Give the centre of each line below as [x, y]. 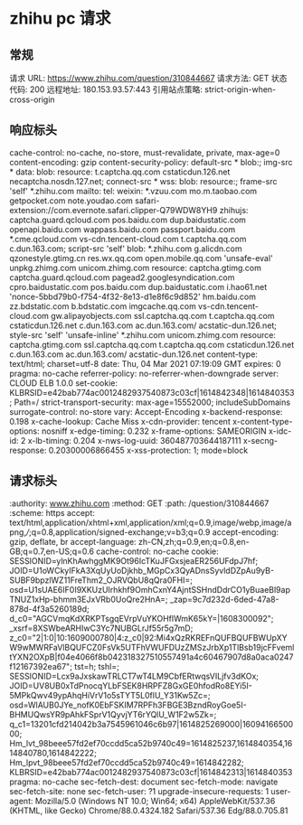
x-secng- [260, 440]
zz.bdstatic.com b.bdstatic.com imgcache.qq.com [103, 306]
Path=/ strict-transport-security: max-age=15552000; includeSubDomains [152, 402]
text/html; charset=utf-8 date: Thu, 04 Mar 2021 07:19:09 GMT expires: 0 [146, 363]
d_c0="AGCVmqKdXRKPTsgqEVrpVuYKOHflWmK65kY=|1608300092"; [142, 618]
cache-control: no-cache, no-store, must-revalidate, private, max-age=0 [145, 152]
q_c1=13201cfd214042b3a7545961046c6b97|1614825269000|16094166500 [151, 724]
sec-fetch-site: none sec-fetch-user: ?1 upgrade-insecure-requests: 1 [139, 791]
